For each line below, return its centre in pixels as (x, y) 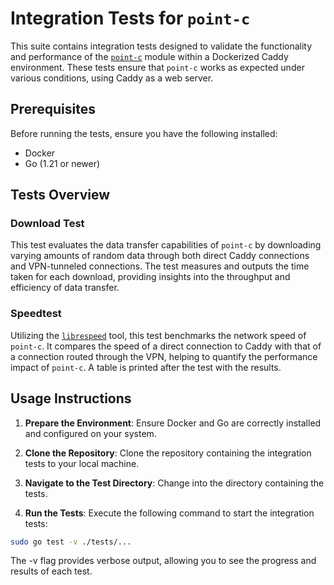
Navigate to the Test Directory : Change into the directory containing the (174, 483)
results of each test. (51, 571)
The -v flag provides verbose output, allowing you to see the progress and (163, 561)
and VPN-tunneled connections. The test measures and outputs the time (160, 266)
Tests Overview (60, 195)
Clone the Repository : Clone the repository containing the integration (168, 453)
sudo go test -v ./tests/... (71, 542)
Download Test (47, 224)
